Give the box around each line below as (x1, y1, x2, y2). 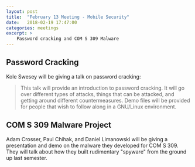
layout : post (6, 8, 38, 15)
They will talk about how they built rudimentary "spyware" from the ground (6, 148, 187, 155)
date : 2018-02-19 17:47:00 (6, 19, 77, 25)
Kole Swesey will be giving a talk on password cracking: (6, 73, 141, 80)
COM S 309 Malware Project (6, 120, 112, 130)
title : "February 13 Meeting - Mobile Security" (6, 14, 130, 20)
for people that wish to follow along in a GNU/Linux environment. (20, 103, 177, 110)
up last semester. (6, 154, 48, 161)
